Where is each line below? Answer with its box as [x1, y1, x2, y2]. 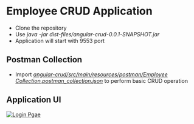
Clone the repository [15, 24, 67, 31]
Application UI [6, 95, 61, 105]
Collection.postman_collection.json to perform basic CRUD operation [15, 77, 189, 84]
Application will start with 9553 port [15, 37, 105, 44]
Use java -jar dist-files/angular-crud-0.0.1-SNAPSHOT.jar [15, 30, 160, 38]
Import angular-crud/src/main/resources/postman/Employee [15, 71, 168, 78]
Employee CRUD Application [6, 4, 153, 18]
